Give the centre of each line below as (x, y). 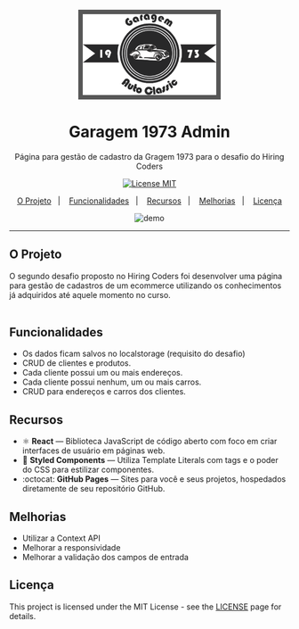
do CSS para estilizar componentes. (88, 470)
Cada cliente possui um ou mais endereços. (102, 373)
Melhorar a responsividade (71, 547)
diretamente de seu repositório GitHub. (93, 489)
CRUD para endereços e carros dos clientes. (104, 392)
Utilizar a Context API (61, 538)
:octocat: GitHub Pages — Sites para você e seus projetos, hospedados (154, 479)
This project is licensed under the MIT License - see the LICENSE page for (145, 607)
